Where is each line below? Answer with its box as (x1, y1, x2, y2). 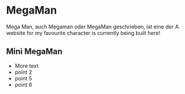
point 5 (14, 74, 33, 82)
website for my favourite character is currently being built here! (6, 29, 161, 36)
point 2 (14, 69, 33, 76)
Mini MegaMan (6, 47, 63, 57)
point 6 (14, 81, 33, 88)
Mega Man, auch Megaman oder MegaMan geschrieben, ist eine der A (6, 23, 179, 30)
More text (14, 62, 39, 69)
